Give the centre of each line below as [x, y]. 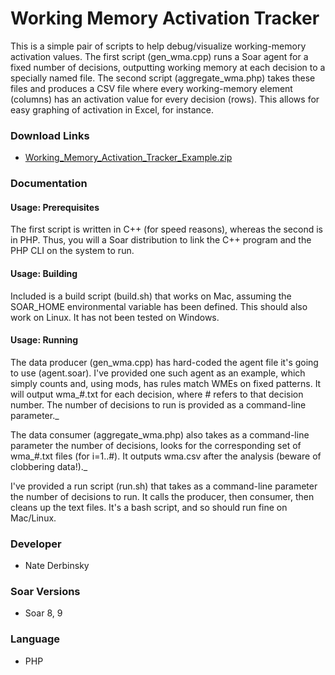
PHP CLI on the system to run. [72, 251]
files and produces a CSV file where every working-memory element [151, 88]
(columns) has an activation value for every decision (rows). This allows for [165, 99]
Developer [36, 544]
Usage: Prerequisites [55, 207]
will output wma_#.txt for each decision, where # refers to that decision [157, 394]
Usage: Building [44, 273]
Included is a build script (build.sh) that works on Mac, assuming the [151, 296]
